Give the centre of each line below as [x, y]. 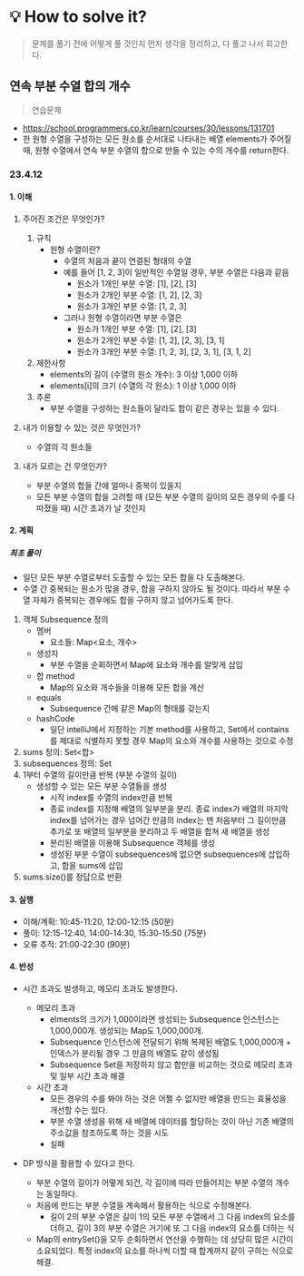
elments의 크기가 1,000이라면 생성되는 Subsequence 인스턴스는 [164, 1019]
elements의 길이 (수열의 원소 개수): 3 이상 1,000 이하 [144, 374]
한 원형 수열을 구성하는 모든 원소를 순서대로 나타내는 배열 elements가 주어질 [157, 139]
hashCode [55, 719]
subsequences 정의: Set [67, 763]
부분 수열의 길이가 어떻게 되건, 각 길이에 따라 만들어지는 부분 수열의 [155, 1183]
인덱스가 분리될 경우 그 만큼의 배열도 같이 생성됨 [134, 1053]
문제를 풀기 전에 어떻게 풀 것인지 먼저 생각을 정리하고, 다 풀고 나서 [147, 44]
